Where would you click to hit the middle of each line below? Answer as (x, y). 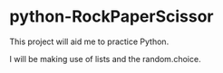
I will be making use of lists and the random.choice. (105, 59)
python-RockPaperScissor (111, 17)
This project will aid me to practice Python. (89, 41)
